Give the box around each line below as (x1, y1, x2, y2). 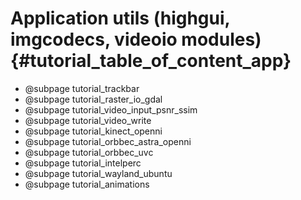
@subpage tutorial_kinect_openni (24, 125, 163, 137)
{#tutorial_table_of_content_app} (10, 50, 292, 72)
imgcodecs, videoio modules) (10, 28, 262, 51)
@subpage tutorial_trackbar (24, 82, 140, 94)
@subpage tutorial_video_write (24, 114, 152, 126)
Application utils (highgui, (10, 7, 231, 30)
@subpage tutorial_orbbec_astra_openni (24, 135, 192, 147)
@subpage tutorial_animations (24, 178, 150, 190)
